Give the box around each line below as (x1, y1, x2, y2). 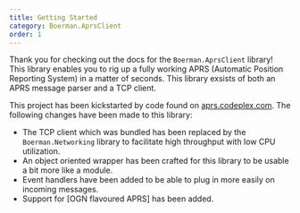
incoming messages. (21, 184, 99, 195)
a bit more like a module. (21, 165, 113, 175)
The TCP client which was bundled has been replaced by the (21, 127, 246, 138)
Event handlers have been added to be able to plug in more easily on (21, 175, 275, 185)
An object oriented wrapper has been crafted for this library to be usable (21, 156, 289, 166)
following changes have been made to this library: (9, 109, 193, 121)
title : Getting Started (9, 13, 98, 22)
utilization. (21, 146, 61, 157)
